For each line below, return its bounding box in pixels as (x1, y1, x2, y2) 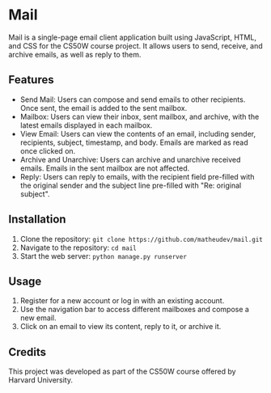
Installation (8, 213, 66, 226)
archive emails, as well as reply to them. (8, 49, 142, 59)
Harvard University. (8, 375, 73, 385)
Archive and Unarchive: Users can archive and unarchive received (19, 154, 241, 164)
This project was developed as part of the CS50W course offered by (8, 366, 236, 377)
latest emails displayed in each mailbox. (19, 120, 153, 130)
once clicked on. (19, 146, 76, 155)
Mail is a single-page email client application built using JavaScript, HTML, (8, 32, 257, 42)
